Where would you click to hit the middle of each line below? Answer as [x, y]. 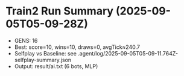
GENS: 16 [26, 40]
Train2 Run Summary [60, 11]
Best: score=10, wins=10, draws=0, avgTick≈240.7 [77, 47]
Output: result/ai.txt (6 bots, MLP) [56, 66]
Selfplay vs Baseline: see [45, 53]
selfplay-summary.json [43, 60]
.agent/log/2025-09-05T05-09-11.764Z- [128, 53]
